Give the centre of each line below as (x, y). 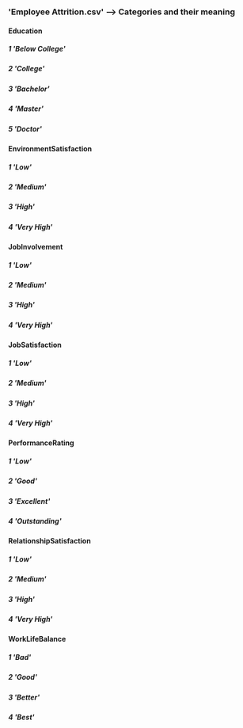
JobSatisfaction (35, 345)
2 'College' (27, 69)
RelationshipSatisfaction (49, 541)
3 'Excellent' (29, 501)
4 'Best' (21, 717)
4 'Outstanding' (35, 520)
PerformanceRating (41, 443)
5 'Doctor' (25, 128)
